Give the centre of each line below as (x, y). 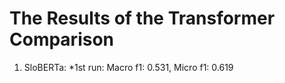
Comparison (62, 39)
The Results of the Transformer (142, 18)
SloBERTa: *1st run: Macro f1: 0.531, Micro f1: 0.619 (128, 67)
